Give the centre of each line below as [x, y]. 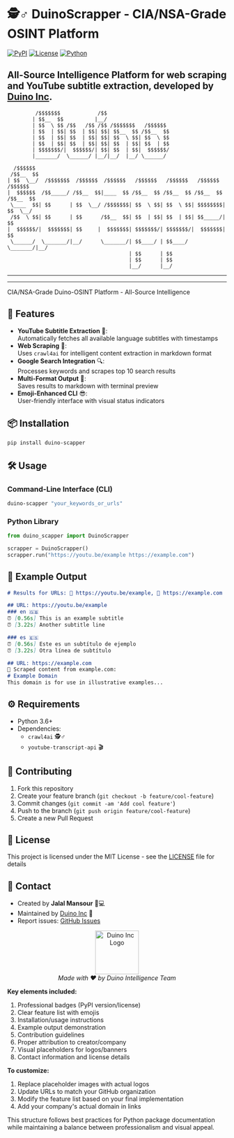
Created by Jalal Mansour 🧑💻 [61, 903]
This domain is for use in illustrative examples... [85, 683]
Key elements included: [42, 992]
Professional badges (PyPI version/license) [79, 1005]
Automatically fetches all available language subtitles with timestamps [117, 338]
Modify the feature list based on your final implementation [100, 1099]
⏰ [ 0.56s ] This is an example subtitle [65, 619]
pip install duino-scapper [46, 443]
